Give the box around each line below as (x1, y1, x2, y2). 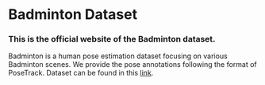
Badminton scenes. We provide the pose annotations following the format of (8, 60, 258, 69)
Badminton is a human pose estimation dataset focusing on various (8, 51, 228, 61)
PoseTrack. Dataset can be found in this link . (8, 68, 154, 78)
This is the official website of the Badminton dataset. (8, 34, 216, 45)
